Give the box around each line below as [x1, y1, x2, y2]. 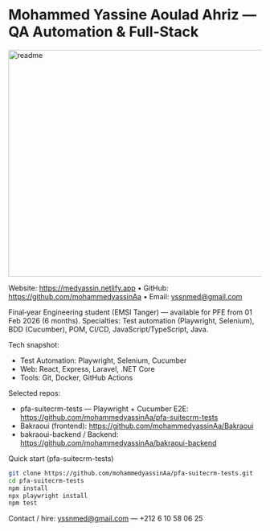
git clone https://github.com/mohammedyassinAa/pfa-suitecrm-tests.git [8, 469, 253, 477]
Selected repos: [8, 388, 61, 397]
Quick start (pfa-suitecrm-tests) [8, 453, 114, 463]
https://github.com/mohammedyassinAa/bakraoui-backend [19, 438, 217, 447]
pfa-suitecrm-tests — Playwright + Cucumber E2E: [19, 404, 189, 414]
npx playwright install [8, 492, 88, 500]
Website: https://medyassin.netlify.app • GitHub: [8, 283, 169, 293]
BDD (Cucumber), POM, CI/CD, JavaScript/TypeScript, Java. [8, 324, 209, 334]
